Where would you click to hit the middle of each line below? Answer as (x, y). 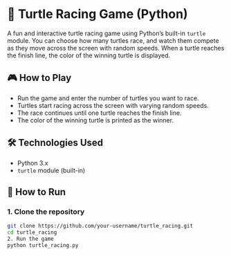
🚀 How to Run (37, 192)
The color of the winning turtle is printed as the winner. (95, 120)
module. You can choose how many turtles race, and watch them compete (113, 40)
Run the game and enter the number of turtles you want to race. (108, 98)
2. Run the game (30, 239)
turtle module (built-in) (51, 170)
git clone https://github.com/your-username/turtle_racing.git (100, 226)
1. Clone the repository (46, 212)
